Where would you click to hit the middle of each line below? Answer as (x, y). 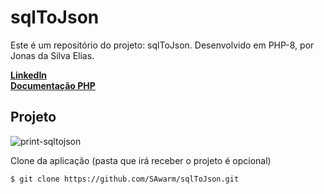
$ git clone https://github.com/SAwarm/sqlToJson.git (125, 179)
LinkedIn (29, 75)
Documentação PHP (53, 85)
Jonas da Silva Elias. (52, 55)
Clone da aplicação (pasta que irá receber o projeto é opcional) (141, 160)
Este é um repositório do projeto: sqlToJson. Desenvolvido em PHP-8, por (162, 45)
